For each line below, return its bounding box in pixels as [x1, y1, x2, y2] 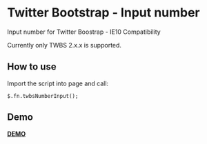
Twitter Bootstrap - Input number [7, 5, 200, 21]
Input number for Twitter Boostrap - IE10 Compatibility [7, 28, 161, 36]
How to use [7, 61, 57, 73]
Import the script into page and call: [7, 79, 109, 88]
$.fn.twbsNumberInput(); [7, 92, 79, 99]
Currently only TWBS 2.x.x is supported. [7, 41, 122, 49]
